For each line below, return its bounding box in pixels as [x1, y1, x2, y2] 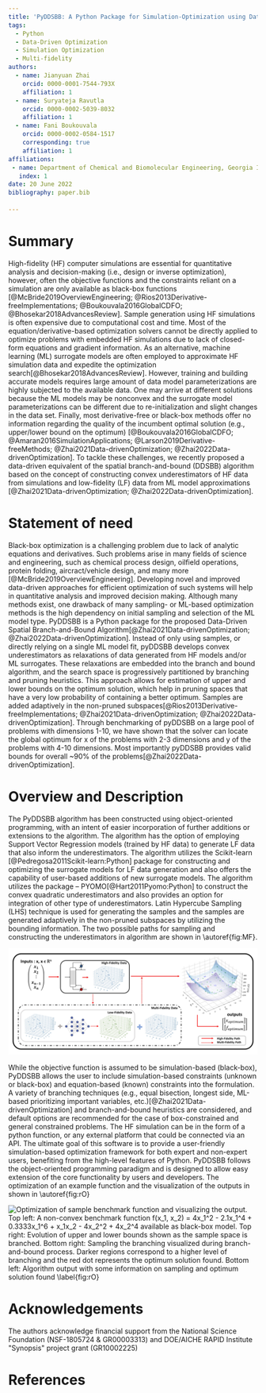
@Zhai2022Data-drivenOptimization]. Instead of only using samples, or [8, 633, 241, 642]
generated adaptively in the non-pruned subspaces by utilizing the [8, 915, 226, 924]
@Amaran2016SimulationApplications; [8, 435, 133, 445]
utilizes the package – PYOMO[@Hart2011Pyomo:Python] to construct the [8, 882, 249, 891]
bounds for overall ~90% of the [8, 751, 111, 761]
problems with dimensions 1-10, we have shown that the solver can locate [8, 726, 249, 735]
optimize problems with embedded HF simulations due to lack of [8, 334, 218, 344]
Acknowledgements [8, 1300, 144, 1318]
